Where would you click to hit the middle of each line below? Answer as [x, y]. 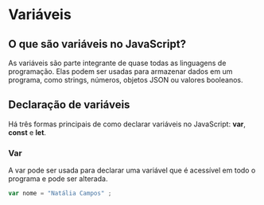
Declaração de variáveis [69, 105]
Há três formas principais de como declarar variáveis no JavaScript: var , [127, 124]
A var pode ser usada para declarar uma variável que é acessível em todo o [132, 170]
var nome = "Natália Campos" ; [60, 193]
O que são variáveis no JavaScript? [97, 44]
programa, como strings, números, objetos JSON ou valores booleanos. [126, 80]
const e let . [27, 132]
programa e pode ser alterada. [58, 179]
